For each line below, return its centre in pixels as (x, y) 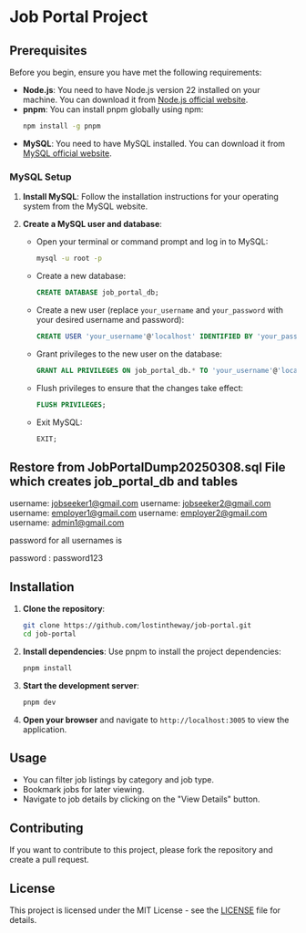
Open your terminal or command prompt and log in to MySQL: (152, 242)
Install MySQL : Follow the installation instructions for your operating (151, 197)
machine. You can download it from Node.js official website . (135, 99)
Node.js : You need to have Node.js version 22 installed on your (142, 90)
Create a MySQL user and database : (92, 224)
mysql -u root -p (69, 259)
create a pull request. (49, 860)
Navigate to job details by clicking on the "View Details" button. (141, 799)
